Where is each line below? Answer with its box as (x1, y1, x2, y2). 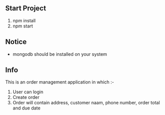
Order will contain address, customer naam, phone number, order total (12, 100, 160, 106)
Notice (5, 37, 27, 46)
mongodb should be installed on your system (12, 51, 108, 57)
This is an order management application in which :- (5, 79, 114, 85)
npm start (12, 23, 33, 29)
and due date (12, 105, 41, 111)
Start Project (5, 4, 47, 13)
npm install (12, 17, 36, 23)
